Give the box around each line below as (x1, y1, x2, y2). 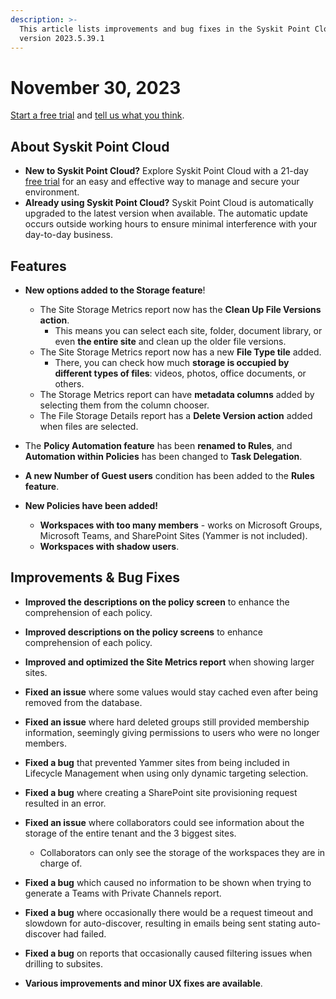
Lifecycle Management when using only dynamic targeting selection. (24, 767, 309, 779)
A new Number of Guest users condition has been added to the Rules (24, 469, 315, 481)
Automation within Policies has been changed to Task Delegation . (24, 450, 303, 462)
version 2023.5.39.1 (19, 33, 105, 43)
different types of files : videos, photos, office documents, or (54, 367, 307, 379)
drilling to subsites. (24, 957, 103, 970)
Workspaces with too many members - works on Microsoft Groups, (39, 519, 323, 531)
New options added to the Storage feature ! (24, 284, 206, 296)
